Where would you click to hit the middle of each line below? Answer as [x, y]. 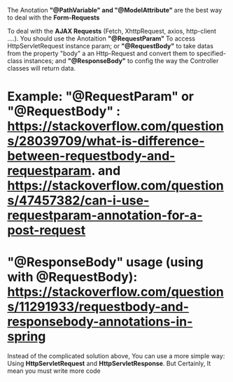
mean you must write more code [54, 371]
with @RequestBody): [72, 277]
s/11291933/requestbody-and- [98, 307]
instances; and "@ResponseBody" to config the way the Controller [121, 61]
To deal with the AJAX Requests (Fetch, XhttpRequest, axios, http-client [112, 31]
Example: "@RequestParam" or [101, 97]
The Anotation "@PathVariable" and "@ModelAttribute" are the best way [115, 10]
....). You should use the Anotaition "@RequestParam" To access [101, 38]
